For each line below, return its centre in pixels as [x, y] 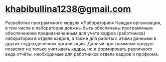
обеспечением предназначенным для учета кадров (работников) [75, 33]
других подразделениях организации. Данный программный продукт [80, 43]
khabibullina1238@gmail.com [68, 9]
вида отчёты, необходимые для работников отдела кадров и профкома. [82, 54]
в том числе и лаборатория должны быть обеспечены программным [79, 28]
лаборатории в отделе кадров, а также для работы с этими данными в [81, 38]
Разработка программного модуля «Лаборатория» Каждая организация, [83, 23]
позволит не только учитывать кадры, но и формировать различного [79, 49]
